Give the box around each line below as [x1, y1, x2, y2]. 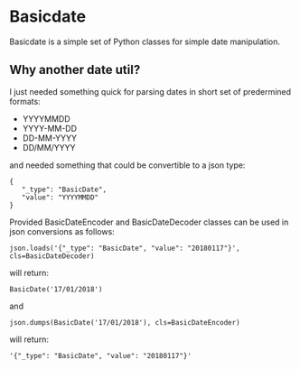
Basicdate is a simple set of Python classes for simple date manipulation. [9, 36, 280, 47]
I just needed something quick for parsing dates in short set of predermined [9, 86, 292, 97]
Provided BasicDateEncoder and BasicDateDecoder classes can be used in [9, 217, 289, 227]
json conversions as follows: [9, 226, 115, 236]
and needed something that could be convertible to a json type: [9, 160, 246, 171]
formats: [9, 96, 41, 106]
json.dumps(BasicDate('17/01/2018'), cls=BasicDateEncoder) [9, 318, 241, 327]
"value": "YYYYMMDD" [21, 192, 99, 202]
